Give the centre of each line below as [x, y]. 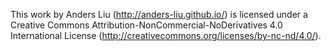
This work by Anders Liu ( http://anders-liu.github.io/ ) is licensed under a [159, 14]
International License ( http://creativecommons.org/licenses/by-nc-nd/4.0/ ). [166, 35]
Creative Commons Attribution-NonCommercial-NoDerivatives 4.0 [146, 25]
